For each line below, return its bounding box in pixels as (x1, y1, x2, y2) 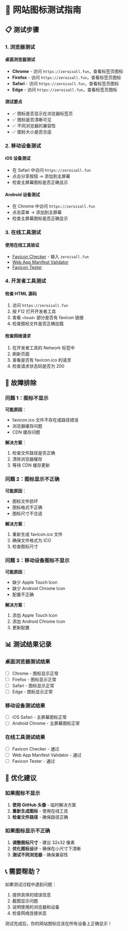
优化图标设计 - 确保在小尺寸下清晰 (12, 845, 82, 851)
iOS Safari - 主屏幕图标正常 (12, 714, 67, 720)
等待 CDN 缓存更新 (12, 462, 50, 468)
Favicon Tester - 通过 (12, 758, 55, 764)
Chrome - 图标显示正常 (12, 670, 59, 676)
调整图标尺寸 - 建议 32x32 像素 (12, 840, 75, 845)
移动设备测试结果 (5, 702, 45, 709)
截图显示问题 (12, 898, 38, 904)
